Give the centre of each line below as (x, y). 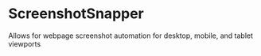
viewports (25, 43)
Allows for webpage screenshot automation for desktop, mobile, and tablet (130, 35)
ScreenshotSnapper (76, 14)
